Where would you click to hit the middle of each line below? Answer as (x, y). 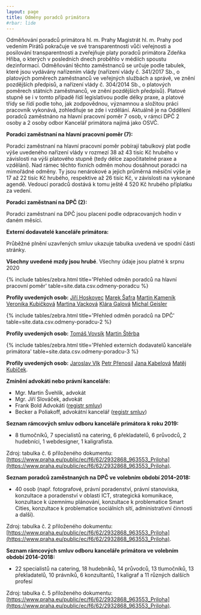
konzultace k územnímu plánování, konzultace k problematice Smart (99, 502)
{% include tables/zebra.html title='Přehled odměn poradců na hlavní (91, 280)
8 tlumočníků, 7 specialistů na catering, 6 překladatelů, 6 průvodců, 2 (100, 435)
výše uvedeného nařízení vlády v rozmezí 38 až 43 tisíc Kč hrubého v (92, 152)
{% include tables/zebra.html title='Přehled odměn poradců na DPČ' (91, 316)
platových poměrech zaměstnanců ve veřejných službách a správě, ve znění (100, 78)
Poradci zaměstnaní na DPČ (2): (47, 202)
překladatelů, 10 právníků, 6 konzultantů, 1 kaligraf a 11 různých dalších (102, 575)
